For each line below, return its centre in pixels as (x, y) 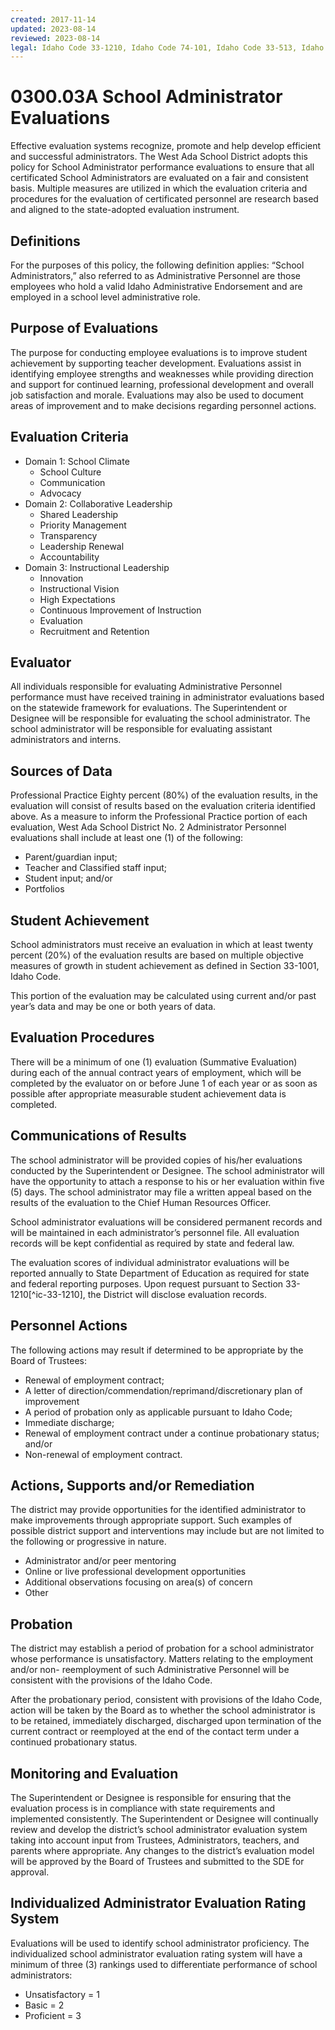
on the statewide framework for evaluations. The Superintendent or (149, 708)
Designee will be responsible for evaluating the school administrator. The (160, 718)
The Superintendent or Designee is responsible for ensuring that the (151, 1797)
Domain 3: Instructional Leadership (97, 567)
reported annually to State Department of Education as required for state (160, 1273)
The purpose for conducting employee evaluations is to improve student (159, 352)
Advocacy (60, 493)
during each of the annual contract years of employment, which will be (156, 1072)
